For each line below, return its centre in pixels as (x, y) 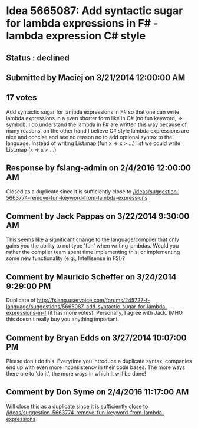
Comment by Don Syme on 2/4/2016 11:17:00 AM (98, 392)
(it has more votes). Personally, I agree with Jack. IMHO (115, 313)
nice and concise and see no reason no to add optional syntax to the (89, 137)
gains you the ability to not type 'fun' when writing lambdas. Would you (93, 246)
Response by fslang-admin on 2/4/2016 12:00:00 (99, 168)
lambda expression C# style (76, 36)
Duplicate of (21, 300)
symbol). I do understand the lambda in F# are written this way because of (97, 124)
